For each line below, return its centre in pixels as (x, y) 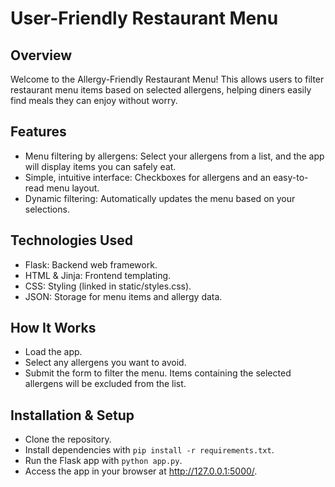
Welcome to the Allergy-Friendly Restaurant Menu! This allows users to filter (167, 79)
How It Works (53, 328)
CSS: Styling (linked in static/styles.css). (108, 286)
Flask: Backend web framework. (91, 264)
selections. (47, 209)
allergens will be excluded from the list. (105, 384)
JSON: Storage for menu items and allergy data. (123, 296)
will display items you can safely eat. (100, 166)
